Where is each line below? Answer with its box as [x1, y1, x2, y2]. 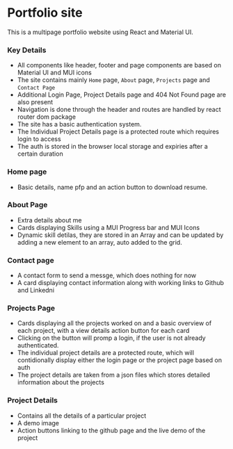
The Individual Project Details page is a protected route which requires [17, 127, 219, 136]
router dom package [17, 113, 77, 121]
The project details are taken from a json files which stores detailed [17, 370, 211, 379]
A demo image [17, 418, 59, 427]
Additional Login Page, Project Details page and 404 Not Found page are [17, 90, 226, 99]
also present [17, 98, 54, 106]
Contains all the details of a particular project [17, 411, 147, 420]
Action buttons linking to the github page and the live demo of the [17, 426, 206, 434]
